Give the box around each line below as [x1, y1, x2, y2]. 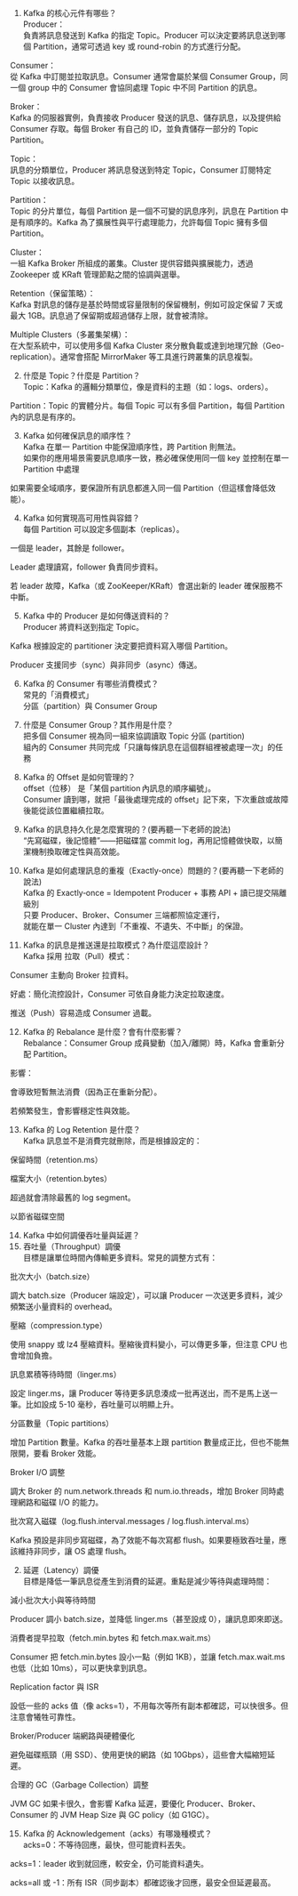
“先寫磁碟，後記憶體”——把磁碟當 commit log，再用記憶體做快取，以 [22, 835, 276, 845]
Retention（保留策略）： [10, 288, 96, 298]
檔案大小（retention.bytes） [10, 1174, 113, 1183]
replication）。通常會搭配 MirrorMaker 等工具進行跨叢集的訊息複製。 [10, 351, 258, 362]
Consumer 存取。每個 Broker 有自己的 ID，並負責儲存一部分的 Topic [10, 124, 259, 133]
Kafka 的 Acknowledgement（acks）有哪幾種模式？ [22, 1828, 212, 1839]
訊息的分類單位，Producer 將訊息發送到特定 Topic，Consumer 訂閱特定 [10, 165, 272, 175]
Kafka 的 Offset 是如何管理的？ [22, 772, 136, 782]
